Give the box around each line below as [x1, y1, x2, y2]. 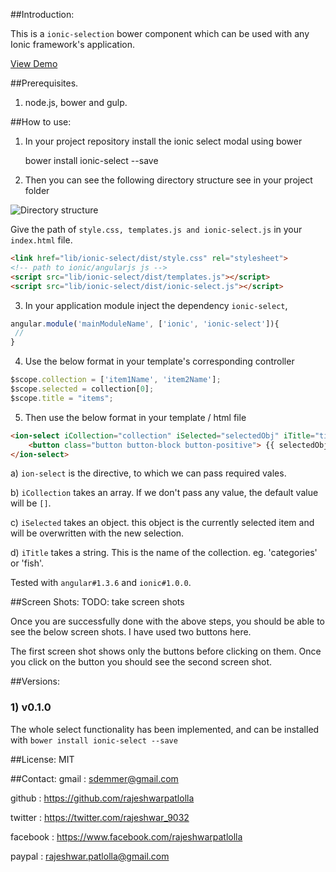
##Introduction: [10, 9, 75, 20]
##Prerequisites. [10, 77, 79, 89]
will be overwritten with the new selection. [10, 527, 185, 539]
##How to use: [10, 116, 72, 128]
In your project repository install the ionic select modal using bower [24, 135, 303, 147]
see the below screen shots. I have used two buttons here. [10, 626, 252, 638]
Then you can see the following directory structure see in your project [24, 174, 313, 186]
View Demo [10, 58, 58, 69]
